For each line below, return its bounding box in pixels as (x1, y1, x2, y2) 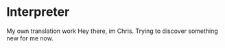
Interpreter (6, 4, 70, 20)
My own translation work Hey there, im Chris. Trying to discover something (6, 27, 219, 35)
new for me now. (6, 34, 54, 42)
